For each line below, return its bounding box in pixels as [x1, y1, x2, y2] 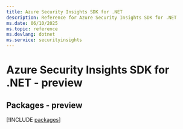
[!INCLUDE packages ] [6, 116, 61, 123]
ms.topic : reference [6, 25, 59, 32]
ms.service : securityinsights [6, 37, 83, 43]
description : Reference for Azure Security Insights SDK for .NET [6, 15, 177, 21]
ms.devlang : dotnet [6, 31, 56, 38]
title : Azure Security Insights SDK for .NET [6, 8, 123, 15]
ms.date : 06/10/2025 [6, 20, 59, 26]
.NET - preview [6, 76, 83, 90]
